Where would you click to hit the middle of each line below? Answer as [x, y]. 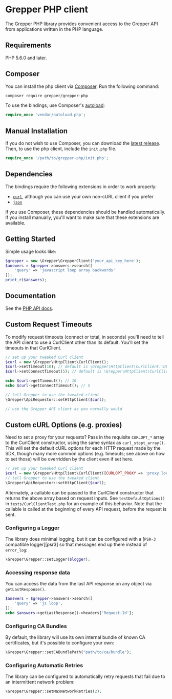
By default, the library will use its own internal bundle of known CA [76, 637]
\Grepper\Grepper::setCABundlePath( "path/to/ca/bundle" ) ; [68, 652]
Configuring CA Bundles [36, 626]
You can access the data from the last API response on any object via [79, 584]
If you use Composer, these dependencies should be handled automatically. [85, 212]
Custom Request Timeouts [49, 325]
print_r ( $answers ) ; [26, 280]
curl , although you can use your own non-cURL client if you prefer [83, 196]
